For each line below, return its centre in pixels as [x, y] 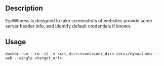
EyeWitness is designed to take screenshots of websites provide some [79, 20]
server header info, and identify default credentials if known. [68, 26]
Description [24, 8]
